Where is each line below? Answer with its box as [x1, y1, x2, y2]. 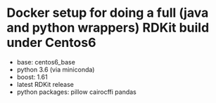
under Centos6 [6, 35, 96, 50]
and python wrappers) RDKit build [6, 20, 210, 36]
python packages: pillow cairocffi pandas [16, 88, 136, 96]
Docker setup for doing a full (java [6, 5, 209, 21]
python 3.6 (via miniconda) [16, 65, 95, 74]
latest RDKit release [16, 80, 75, 88]
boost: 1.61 [16, 72, 48, 81]
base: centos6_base [16, 57, 75, 66]
